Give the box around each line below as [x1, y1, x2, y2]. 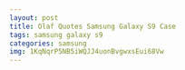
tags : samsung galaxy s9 [9, 30, 103, 39]
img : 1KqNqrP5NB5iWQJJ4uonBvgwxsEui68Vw [9, 47, 165, 56]
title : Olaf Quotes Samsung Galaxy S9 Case [9, 22, 177, 31]
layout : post [9, 13, 59, 23]
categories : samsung [9, 38, 88, 48]
